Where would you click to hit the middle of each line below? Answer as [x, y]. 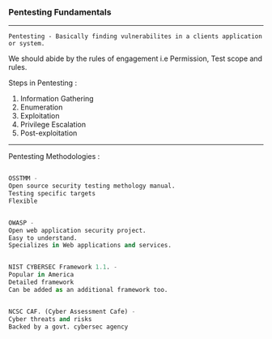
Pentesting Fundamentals [60, 12]
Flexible [23, 201]
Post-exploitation [49, 133]
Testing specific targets [52, 194]
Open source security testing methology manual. [92, 186]
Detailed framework [41, 282]
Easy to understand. [43, 238]
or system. [27, 44]
